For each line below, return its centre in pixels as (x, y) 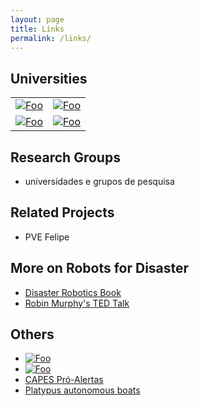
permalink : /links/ (51, 38)
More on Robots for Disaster (100, 268)
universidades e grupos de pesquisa (99, 181)
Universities (49, 78)
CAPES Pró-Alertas (64, 380)
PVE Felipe (47, 237)
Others (32, 334)
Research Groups (65, 157)
